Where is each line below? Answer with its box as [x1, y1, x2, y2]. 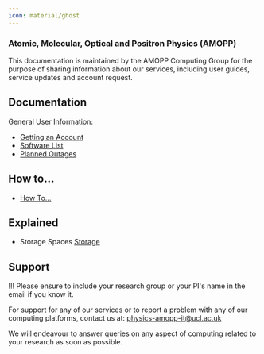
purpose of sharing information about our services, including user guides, [8, 64, 250, 74]
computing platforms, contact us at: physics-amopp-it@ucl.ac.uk [8, 314, 222, 323]
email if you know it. [8, 290, 74, 299]
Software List [19, 140, 64, 150]
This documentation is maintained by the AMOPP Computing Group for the [8, 56, 253, 65]
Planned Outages [19, 148, 77, 159]
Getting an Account [19, 132, 83, 141]
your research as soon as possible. [8, 337, 123, 347]
